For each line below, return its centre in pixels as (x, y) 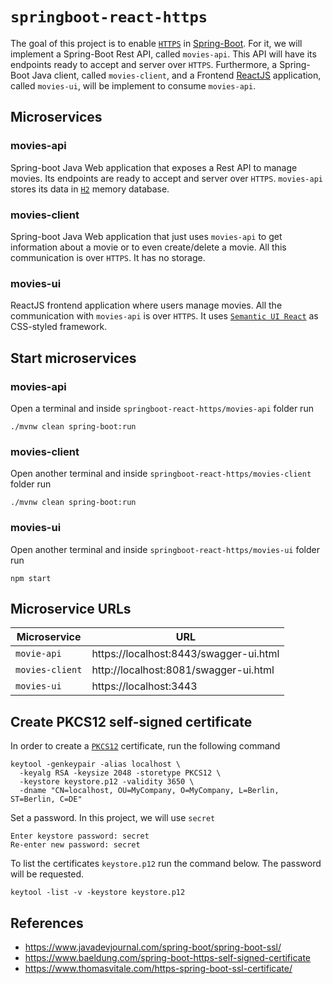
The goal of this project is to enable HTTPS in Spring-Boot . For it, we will (156, 43)
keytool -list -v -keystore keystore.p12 (98, 893)
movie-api (38, 654)
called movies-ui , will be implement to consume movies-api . (133, 85)
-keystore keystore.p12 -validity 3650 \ (107, 782)
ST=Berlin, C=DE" (46, 799)
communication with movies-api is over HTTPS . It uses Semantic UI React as (164, 316)
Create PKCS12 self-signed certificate (131, 721)
